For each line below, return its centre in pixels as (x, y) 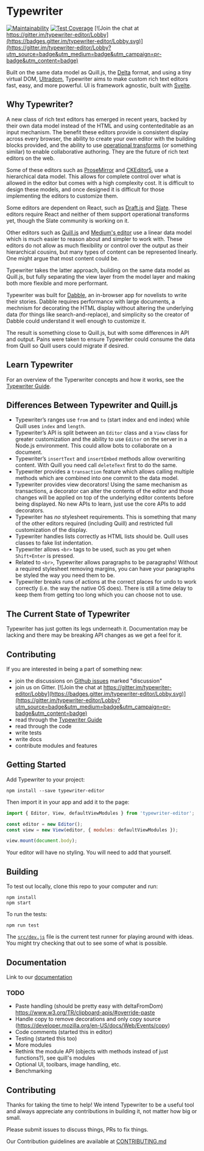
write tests (28, 733)
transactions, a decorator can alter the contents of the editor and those (104, 491)
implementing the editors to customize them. (62, 196)
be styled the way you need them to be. (65, 575)
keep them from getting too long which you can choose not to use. (99, 595)
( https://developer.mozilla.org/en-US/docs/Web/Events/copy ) (93, 1025)
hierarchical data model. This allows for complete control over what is (93, 176)
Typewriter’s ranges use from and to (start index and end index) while (102, 420)
